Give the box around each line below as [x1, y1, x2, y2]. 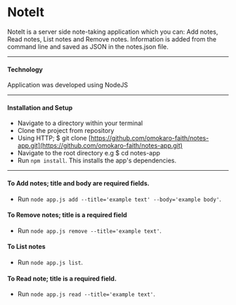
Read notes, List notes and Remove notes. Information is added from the [7, 34, 216, 43]
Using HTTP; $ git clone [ [17, 134, 91, 143]
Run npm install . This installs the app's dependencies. [17, 156, 177, 165]
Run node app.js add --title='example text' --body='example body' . [17, 195, 221, 203]
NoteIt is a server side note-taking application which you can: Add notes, [7, 27, 218, 36]
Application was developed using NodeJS [7, 81, 129, 89]
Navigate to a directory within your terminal [17, 119, 143, 127]
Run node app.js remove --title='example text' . [17, 226, 162, 235]
